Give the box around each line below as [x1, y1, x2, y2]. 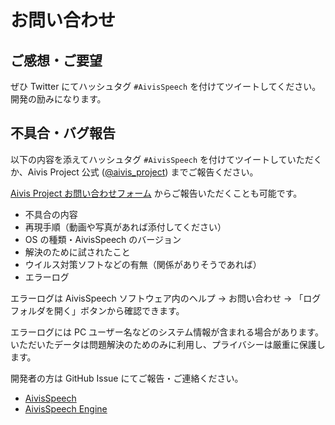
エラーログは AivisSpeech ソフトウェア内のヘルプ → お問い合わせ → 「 [10, 292, 304, 304]
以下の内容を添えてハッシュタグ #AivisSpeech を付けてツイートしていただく [10, 153, 323, 165]
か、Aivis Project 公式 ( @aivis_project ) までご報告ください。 [10, 166, 259, 178]
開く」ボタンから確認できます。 [53, 304, 185, 316]
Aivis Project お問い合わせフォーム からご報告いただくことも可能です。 [10, 187, 303, 199]
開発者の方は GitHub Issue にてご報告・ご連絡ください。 [10, 372, 244, 384]
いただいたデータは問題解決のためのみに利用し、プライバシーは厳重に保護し [10, 338, 326, 350]
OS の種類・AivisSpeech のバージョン [24, 233, 182, 245]
